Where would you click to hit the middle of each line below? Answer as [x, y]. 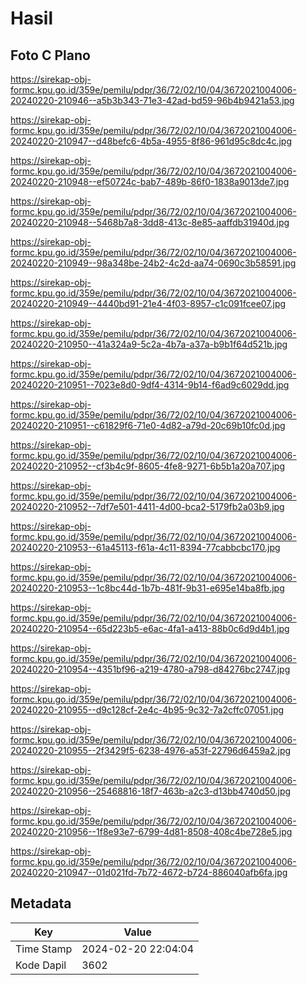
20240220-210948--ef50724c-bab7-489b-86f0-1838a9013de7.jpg [150, 181]
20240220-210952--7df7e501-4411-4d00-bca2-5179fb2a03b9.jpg [147, 506]
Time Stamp [44, 949]
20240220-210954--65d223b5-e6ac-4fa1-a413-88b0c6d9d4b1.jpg [150, 628]
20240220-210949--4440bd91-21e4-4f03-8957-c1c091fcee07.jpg [148, 303]
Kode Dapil [41, 965]
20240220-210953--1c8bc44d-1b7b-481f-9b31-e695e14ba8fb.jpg [147, 588]
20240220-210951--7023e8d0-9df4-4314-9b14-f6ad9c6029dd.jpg [150, 385]
